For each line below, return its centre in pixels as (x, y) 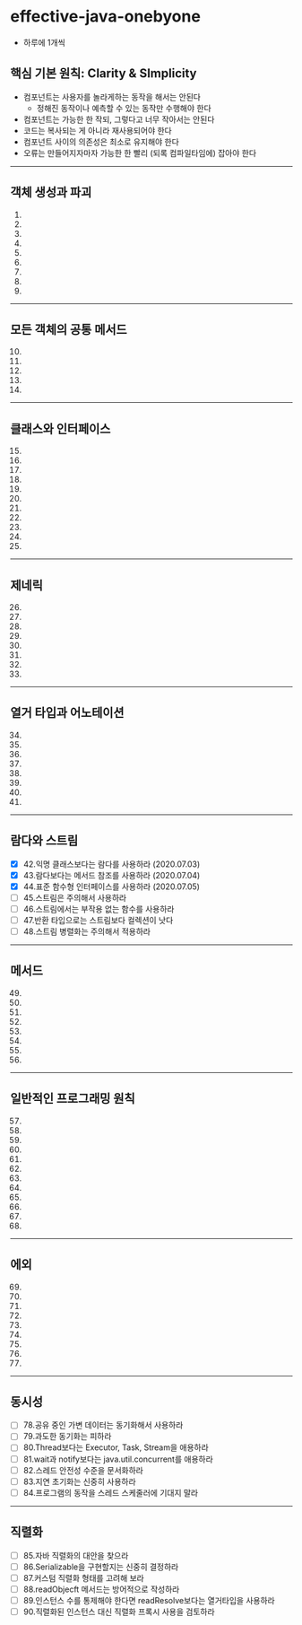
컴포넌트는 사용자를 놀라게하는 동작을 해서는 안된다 (112, 97)
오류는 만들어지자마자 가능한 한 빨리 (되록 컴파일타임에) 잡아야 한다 (140, 153)
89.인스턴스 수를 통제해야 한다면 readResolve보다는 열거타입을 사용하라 (149, 1600)
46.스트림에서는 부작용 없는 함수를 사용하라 (99, 909)
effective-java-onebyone (105, 17)
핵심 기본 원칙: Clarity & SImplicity (104, 74)
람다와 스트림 (44, 841)
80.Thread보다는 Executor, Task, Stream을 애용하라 (116, 1447)
